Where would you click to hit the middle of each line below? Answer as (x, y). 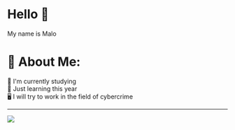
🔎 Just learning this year (42, 88)
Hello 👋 (28, 14)
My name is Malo (32, 34)
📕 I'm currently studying (42, 81)
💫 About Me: (44, 62)
